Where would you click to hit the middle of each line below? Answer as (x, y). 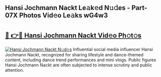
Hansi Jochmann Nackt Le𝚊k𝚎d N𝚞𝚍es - (68, 8)
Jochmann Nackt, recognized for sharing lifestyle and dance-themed (74, 55)
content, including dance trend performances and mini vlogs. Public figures (81, 60)
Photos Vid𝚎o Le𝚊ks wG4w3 (63, 16)
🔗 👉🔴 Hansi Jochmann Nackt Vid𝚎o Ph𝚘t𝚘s (73, 35)
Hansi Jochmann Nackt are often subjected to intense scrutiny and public (79, 65)
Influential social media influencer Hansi (113, 49)
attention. (15, 70)
